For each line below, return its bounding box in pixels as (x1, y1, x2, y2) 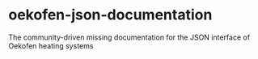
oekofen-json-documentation (8, 6, 213, 24)
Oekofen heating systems (8, 40, 94, 50)
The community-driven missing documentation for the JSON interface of (8, 32, 251, 42)
